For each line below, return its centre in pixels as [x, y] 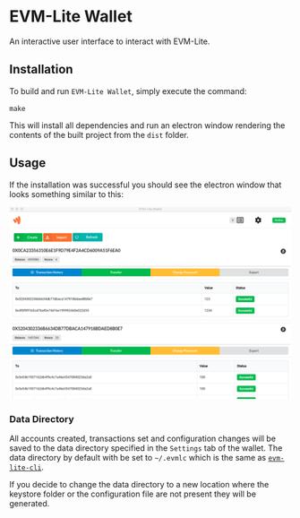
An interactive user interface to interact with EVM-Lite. [110, 41]
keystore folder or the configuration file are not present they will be [133, 494]
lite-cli [26, 468]
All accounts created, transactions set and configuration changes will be [142, 439]
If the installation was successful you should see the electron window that [146, 185]
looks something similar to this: [66, 194]
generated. [30, 504]
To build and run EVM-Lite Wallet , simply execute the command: [128, 91]
